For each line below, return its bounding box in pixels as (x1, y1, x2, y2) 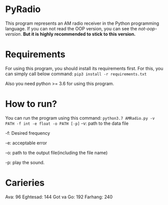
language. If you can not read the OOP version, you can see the (5, 25, 137, 31)
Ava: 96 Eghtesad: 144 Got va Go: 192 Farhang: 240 (5, 193, 113, 200)
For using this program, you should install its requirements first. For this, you (5, 65, 163, 71)
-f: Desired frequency (5, 130, 50, 136)
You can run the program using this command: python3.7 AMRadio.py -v (5, 115, 155, 121)
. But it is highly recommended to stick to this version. (20, 31, 136, 37)
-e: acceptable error (5, 140, 47, 146)
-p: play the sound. (5, 159, 45, 165)
